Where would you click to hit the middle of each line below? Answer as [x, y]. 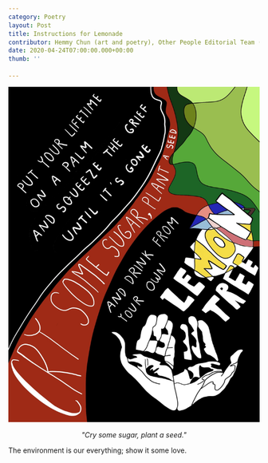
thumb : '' [25, 59]
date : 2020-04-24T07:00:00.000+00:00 [71, 51]
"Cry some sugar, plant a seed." [134, 434]
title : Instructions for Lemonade [66, 34]
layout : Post [30, 25]
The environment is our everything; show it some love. [98, 450]
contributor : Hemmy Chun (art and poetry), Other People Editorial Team [132, 42]
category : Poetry [37, 17]
